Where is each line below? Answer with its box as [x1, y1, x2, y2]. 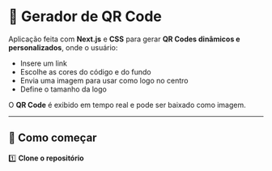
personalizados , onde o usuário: [8, 42, 118, 52]
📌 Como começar [8, 131, 97, 145]
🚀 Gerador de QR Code [8, 7, 162, 26]
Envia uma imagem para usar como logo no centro [19, 75, 189, 85]
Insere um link [19, 58, 67, 68]
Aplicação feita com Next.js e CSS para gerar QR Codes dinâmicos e [8, 34, 240, 44]
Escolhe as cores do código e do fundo [19, 66, 151, 76]
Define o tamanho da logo [19, 84, 107, 94]
